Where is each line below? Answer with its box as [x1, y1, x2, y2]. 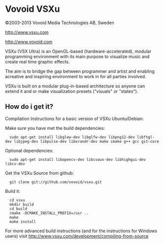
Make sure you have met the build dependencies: [5, 125, 105, 131]
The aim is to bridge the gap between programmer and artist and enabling [5, 68, 155, 74]
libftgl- [137, 134, 155, 140]
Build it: [5, 188, 21, 194]
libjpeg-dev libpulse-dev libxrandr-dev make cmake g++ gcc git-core [14, 139, 160, 144]
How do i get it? [5, 102, 54, 111]
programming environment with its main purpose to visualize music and [5, 53, 150, 60]
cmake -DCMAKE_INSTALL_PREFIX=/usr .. [9, 211, 89, 215]
